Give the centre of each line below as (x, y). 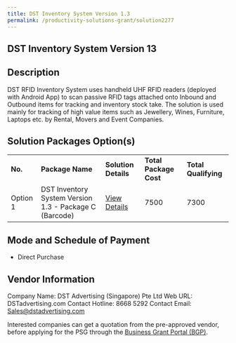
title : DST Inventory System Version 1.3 (69, 14)
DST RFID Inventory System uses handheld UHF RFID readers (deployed (112, 89)
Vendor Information (51, 279)
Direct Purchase (41, 257)
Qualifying (204, 173)
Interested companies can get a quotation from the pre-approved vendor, (113, 325)
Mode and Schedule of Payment (79, 240)
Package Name (67, 169)
